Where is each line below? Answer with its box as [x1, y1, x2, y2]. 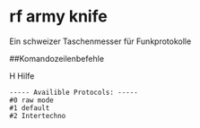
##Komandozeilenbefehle [9, 53, 105, 64]
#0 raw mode [9, 96, 54, 105]
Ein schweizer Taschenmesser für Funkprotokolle [9, 36, 192, 47]
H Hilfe [9, 70, 35, 81]
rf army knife [9, 6, 108, 27]
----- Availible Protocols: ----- [9, 88, 139, 97]
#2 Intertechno [9, 111, 66, 120]
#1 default [9, 103, 50, 113]
